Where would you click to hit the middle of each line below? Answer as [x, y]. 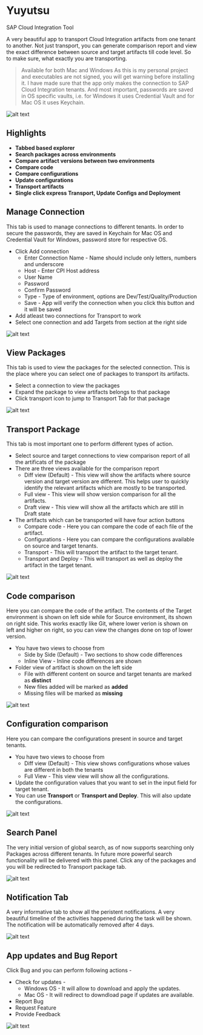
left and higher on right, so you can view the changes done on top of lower [99, 630]
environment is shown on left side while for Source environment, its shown [99, 617]
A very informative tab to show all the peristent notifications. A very [90, 912]
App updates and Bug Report [62, 956]
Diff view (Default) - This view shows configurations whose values [107, 763]
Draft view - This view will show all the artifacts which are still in [104, 507]
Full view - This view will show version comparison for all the [100, 494]
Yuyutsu [28, 11]
